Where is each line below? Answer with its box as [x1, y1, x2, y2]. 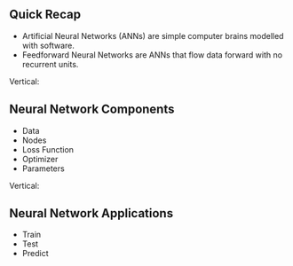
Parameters [21, 163, 65, 174]
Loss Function [21, 144, 74, 154]
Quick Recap [9, 7, 82, 22]
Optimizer [21, 153, 59, 164]
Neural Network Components [9, 102, 175, 117]
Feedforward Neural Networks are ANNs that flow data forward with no [21, 49, 282, 60]
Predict [21, 248, 49, 259]
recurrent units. [21, 59, 79, 69]
